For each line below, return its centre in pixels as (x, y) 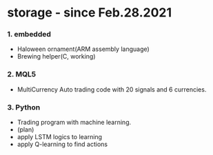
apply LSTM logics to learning (59, 137)
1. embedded (29, 34)
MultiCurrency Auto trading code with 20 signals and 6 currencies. (112, 89)
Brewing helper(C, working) (56, 56)
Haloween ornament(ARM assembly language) (83, 49)
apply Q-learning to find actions (62, 144)
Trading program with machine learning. (74, 123)
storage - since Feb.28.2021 (90, 13)
